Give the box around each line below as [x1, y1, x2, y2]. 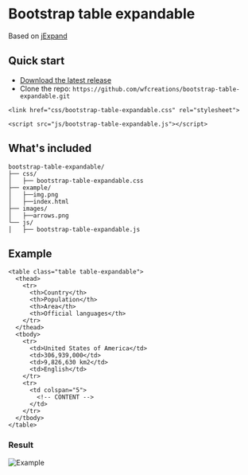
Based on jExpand [8, 31, 68, 41]
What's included [8, 142, 92, 155]
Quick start [8, 54, 65, 68]
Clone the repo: [19, 84, 72, 93]
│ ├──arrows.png [8, 212, 69, 220]
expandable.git [19, 92, 71, 100]
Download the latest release [19, 75, 112, 84]
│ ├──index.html [8, 197, 69, 205]
